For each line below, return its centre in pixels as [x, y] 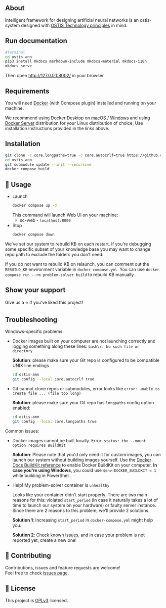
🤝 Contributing [28, 556]
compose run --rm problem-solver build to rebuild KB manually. [70, 275]
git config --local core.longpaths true [54, 422]
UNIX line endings [31, 366]
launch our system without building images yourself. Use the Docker [82, 460]
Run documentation [36, 41]
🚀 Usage [18, 184]
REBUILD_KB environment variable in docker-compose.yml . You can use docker [82, 269]
